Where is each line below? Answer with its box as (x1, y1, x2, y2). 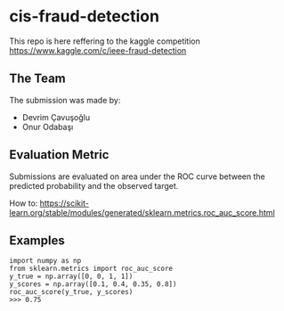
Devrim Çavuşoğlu (21, 111, 91, 122)
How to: (9, 198, 38, 209)
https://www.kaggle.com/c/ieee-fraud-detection (9, 45, 187, 55)
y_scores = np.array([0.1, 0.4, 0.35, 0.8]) (9, 280, 177, 289)
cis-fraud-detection (9, 6, 160, 27)
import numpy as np (9, 257, 82, 266)
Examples (9, 233, 65, 248)
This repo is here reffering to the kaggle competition (9, 36, 200, 46)
